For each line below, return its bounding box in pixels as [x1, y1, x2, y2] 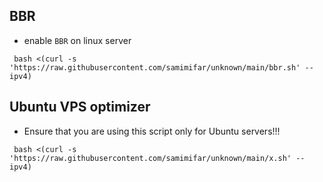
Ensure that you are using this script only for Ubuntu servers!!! [23, 125, 281, 137]
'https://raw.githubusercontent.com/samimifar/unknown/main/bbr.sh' [9, 62, 301, 73]
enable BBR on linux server [23, 34, 132, 46]
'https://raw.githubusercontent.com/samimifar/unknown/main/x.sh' [9, 153, 292, 163]
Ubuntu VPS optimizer [9, 99, 151, 116]
